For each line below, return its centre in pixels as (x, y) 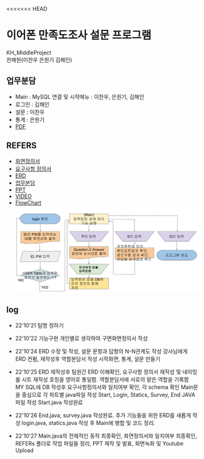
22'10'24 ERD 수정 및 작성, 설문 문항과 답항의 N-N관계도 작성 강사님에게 (101, 351)
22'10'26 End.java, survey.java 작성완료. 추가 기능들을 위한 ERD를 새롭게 (103, 415)
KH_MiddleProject (29, 52)
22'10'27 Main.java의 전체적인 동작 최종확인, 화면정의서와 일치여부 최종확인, (106, 436)
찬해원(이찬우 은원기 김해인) (39, 60)
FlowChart (28, 202)
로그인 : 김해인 (32, 104)
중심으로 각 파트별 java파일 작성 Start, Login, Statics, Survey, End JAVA (108, 394)
